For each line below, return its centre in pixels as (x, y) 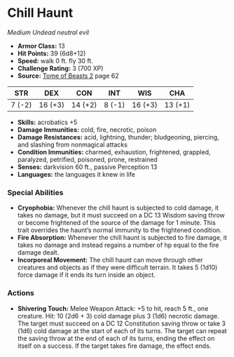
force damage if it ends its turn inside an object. (87, 275)
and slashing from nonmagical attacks (73, 144)
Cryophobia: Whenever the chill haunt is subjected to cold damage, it (118, 208)
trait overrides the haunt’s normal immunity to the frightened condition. (119, 230)
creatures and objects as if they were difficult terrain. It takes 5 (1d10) (117, 267)
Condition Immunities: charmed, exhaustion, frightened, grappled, (114, 151)
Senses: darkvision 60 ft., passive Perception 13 (87, 167)
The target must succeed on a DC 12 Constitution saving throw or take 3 (122, 323)
